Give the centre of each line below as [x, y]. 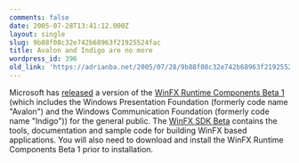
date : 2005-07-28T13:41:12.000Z [69, 26]
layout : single [37, 34]
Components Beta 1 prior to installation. [81, 149]
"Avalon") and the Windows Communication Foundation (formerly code [139, 111]
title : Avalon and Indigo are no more [81, 51]
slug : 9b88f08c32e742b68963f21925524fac [85, 42]
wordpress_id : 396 [43, 59]
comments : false [39, 17]
